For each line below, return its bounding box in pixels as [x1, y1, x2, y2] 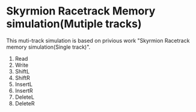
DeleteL [14, 93, 35, 101]
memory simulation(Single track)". [6, 43, 91, 51]
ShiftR [14, 74, 30, 81]
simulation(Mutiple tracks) [6, 17, 142, 31]
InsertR [14, 87, 33, 94]
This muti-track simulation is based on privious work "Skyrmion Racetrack [6, 37, 190, 44]
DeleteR [14, 99, 35, 107]
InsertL [14, 80, 33, 88]
